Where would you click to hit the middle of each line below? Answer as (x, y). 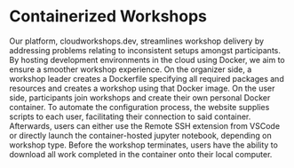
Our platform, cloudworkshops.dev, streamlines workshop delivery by (137, 41)
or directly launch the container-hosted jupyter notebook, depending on (141, 135)
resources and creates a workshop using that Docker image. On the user (142, 88)
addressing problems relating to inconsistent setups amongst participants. (145, 50)
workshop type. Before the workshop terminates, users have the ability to (143, 145)
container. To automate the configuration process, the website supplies (139, 107)
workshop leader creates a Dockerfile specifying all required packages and (147, 78)
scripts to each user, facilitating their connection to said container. (130, 116)
